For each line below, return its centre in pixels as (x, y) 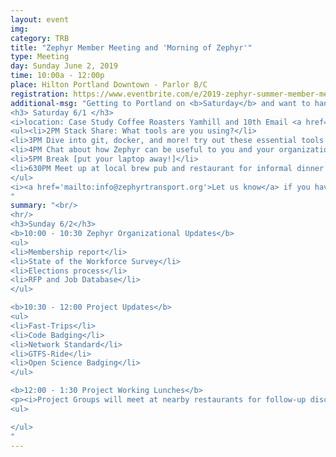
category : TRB (40, 38)
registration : (40, 94)
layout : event (40, 19)
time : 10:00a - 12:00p (57, 76)
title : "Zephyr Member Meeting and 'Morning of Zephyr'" (131, 47)
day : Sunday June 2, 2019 (64, 66)
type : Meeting (40, 57)
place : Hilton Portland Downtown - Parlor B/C (109, 85)
